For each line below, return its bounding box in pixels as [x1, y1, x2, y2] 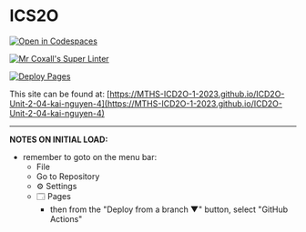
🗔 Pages [36, 190, 71, 201]
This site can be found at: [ [9, 88, 110, 99]
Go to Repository [36, 170, 100, 182]
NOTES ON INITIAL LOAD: [9, 134, 108, 145]
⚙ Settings [36, 180, 77, 191]
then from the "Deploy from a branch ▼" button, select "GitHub [49, 204, 289, 215]
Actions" [49, 213, 83, 224]
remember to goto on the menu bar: [22, 151, 158, 162]
